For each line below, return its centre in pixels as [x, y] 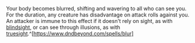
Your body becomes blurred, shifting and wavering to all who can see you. [96, 9]
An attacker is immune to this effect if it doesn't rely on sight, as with [89, 21]
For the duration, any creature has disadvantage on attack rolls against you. [98, 15]
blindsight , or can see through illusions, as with [63, 27]
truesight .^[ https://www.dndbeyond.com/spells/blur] [70, 34]
